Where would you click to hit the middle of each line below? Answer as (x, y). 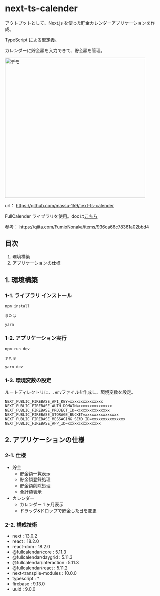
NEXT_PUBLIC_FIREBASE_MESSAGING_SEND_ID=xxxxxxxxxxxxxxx (65, 419)
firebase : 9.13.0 (29, 584)
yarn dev (14, 367)
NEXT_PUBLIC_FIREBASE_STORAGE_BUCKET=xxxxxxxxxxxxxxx (62, 415)
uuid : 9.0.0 (24, 589)
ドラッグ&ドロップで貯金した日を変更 (58, 510)
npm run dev (17, 349)
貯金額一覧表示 (35, 473)
